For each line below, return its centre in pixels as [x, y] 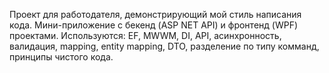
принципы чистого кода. [61, 57]
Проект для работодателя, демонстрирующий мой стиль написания [155, 14]
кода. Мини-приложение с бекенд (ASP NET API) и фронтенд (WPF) [154, 25]
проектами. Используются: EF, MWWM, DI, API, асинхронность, [145, 35]
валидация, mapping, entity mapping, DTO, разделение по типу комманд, [164, 46]
